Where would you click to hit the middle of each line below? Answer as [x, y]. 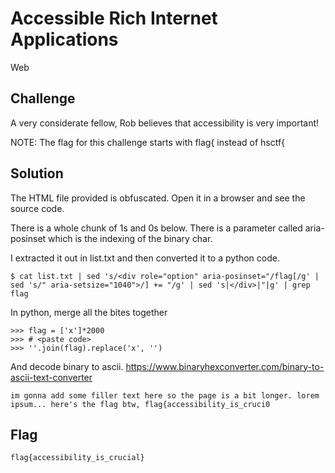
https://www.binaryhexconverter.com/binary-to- [225, 366]
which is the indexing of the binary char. [130, 238]
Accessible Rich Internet [114, 18]
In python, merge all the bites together [89, 312]
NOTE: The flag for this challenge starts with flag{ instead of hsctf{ [148, 142]
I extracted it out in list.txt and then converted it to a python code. [145, 258]
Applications [64, 39]
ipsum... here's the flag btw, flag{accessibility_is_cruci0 [140, 404]
